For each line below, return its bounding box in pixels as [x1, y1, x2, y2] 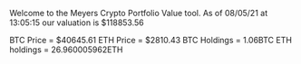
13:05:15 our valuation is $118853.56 [9, 17, 145, 28]
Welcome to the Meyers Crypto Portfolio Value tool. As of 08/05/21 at [9, 8, 268, 18]
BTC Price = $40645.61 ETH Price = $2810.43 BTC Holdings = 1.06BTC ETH [9, 35, 293, 45]
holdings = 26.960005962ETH [9, 44, 124, 55]
